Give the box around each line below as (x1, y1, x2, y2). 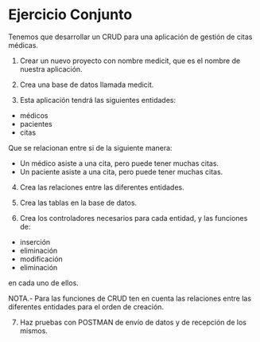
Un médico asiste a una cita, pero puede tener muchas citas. (19, 158, 219, 168)
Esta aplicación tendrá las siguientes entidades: (19, 95, 177, 104)
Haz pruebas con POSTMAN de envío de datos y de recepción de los (19, 317, 246, 327)
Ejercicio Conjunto (8, 6, 133, 24)
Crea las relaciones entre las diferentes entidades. (19, 182, 184, 192)
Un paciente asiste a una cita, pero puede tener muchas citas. (19, 167, 223, 176)
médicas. (8, 40, 38, 49)
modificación (19, 254, 64, 264)
